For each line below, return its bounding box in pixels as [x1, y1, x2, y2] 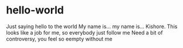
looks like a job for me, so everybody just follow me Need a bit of [6, 29, 163, 36]
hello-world [6, 4, 65, 17]
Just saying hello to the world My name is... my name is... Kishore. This [6, 23, 178, 30]
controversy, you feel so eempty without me [6, 35, 113, 42]
